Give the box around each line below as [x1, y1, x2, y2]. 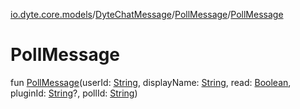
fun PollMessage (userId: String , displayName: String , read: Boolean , [10, 76, 292, 88]
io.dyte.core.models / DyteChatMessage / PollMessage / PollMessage [10, 9, 284, 20]
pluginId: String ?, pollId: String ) [10, 87, 138, 99]
